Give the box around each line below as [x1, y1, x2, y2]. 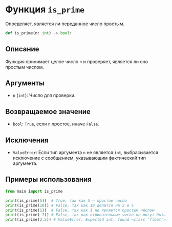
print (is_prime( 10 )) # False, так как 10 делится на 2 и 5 [5, 203, 134, 208]
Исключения [5, 136, 49, 144]
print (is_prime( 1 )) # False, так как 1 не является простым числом [5, 207, 155, 213]
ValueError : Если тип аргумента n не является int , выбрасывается [12, 149, 159, 156]
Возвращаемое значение [5, 107, 91, 116]
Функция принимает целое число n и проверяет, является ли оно [5, 58, 148, 65]
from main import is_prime [5, 188, 63, 194]
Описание [5, 45, 39, 53]
